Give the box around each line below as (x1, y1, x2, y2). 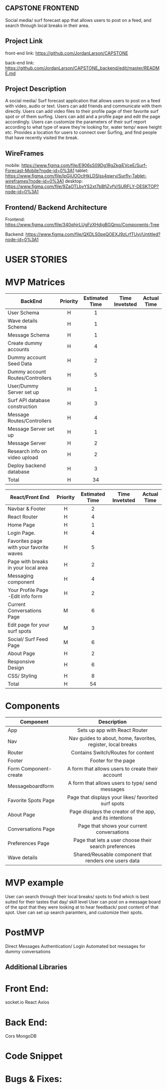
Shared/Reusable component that (73, 851, 152, 858)
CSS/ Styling (7, 672, 37, 679)
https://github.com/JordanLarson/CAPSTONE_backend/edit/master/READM (5, 65, 160, 71)
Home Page (7, 521, 35, 528)
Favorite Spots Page (7, 797, 55, 804)
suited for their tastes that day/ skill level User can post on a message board (5, 899, 161, 905)
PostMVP (5, 927, 45, 938)
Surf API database (7, 397, 50, 404)
